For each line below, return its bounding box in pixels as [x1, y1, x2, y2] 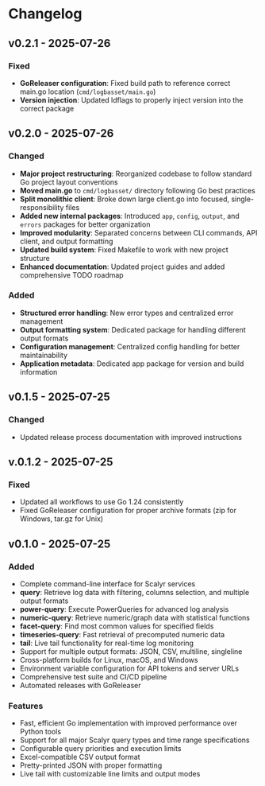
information [19, 367, 58, 376]
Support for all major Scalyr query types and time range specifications [19, 735, 250, 745]
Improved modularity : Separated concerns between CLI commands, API [19, 228, 258, 237]
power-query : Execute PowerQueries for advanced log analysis [19, 604, 229, 613]
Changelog [8, 5, 83, 23]
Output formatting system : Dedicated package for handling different [19, 325, 246, 334]
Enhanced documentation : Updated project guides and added [19, 262, 225, 271]
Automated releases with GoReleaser [19, 680, 141, 690]
